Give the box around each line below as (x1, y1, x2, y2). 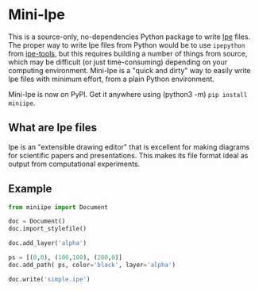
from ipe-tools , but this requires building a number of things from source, (8, 48, 248, 58)
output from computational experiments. (8, 159, 141, 169)
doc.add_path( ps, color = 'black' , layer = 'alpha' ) (8, 261, 176, 269)
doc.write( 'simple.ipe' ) (8, 275, 91, 283)
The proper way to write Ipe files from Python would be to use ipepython (8, 40, 245, 49)
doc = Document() (8, 217, 66, 226)
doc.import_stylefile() (8, 225, 87, 233)
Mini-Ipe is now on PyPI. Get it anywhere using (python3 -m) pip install (8, 89, 248, 99)
